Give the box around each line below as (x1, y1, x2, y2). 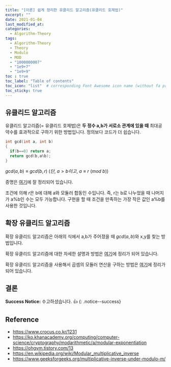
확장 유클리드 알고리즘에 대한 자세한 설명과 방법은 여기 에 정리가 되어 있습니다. (5, 250, 159, 256)
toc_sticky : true (5, 88, 42, 93)
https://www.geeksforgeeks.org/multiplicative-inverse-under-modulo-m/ (12, 356, 166, 362)
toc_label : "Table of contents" (5, 78, 74, 84)
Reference (5, 315, 39, 324)
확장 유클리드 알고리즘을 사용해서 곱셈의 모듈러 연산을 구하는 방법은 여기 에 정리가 (5, 261, 166, 268)
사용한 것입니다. (5, 202, 37, 208)
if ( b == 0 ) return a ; (10, 149, 51, 154)
